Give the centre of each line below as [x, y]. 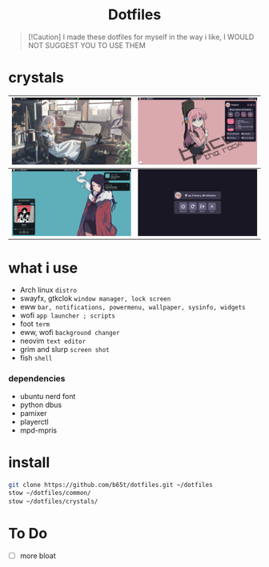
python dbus [41, 405]
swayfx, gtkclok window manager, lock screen [95, 298]
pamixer [33, 413]
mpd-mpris [38, 430]
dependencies [37, 379]
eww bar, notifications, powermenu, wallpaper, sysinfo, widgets [132, 307]
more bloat [38, 556]
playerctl [34, 421]
